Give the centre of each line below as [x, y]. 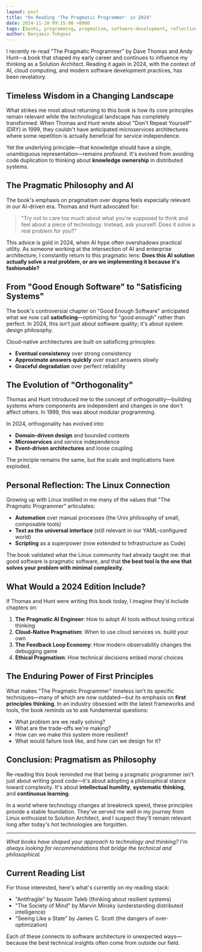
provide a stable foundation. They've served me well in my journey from [95, 811]
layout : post [23, 12]
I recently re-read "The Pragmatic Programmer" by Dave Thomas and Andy [99, 51]
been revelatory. [26, 77]
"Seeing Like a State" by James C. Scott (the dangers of [84, 918]
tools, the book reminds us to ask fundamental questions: [77, 710]
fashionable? [23, 268]
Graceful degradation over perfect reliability [70, 366]
